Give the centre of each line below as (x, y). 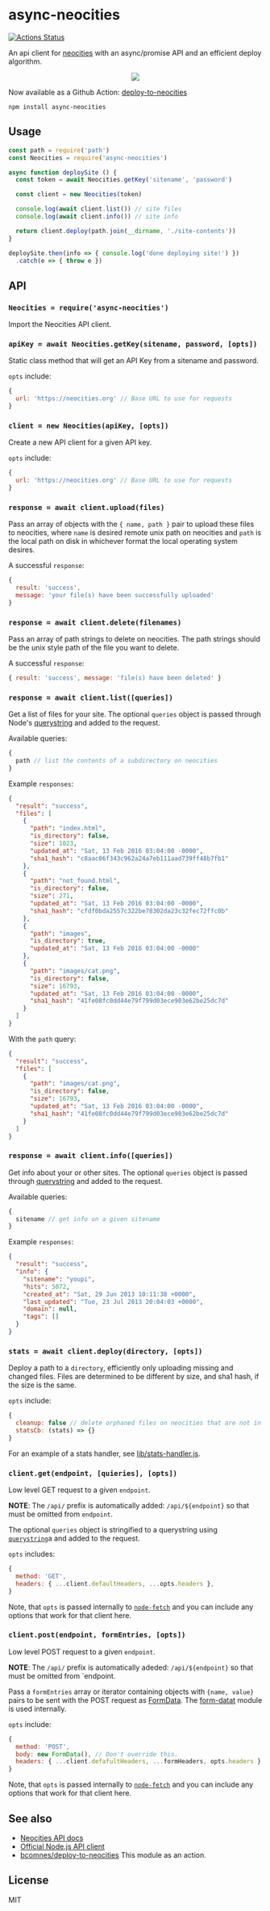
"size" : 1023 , (54, 844)
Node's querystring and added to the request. (85, 723)
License (29, 1881)
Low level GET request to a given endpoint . (79, 1490)
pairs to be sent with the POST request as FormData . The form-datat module (135, 1700)
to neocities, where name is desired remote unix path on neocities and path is (135, 533)
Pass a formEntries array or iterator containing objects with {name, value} (131, 1691)
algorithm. (25, 61)
